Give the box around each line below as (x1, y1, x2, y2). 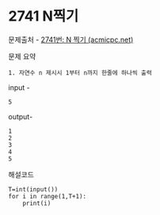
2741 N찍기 (8, 7, 79, 25)
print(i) (22, 199, 51, 207)
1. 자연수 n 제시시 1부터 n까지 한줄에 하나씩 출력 (8, 69, 152, 77)
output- (8, 111, 33, 121)
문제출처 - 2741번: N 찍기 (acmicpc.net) (8, 35, 134, 44)
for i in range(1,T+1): (8, 192, 87, 200)
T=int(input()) (8, 185, 59, 194)
